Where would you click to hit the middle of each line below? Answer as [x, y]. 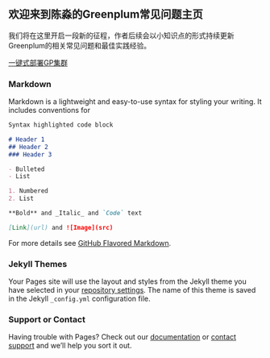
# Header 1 [27, 139]
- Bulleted [27, 169]
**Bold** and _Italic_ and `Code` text [75, 213]
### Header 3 [30, 154]
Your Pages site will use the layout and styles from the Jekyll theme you [128, 281]
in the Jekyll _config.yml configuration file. [79, 299]
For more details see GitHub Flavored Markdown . [90, 243]
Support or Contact [47, 319]
